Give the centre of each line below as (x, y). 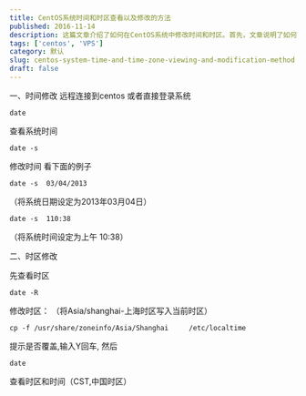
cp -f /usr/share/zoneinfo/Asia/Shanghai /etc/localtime (128, 328)
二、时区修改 (33, 256)
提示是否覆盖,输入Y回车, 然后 (64, 346)
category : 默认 (37, 52)
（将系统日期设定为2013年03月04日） (81, 201)
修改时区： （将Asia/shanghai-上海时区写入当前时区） (111, 310)
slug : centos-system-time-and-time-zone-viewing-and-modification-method (153, 60)
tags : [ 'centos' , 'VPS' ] (56, 43)
